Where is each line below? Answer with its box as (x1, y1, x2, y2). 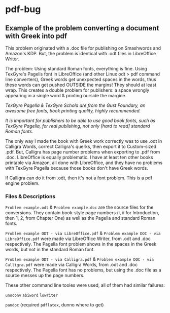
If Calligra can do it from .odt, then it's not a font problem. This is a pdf (5, 175, 153, 181)
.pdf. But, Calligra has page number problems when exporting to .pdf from (5, 149, 160, 155)
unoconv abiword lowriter (5, 293, 58, 298)
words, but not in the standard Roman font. (5, 247, 95, 253)
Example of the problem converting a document (5, 24, 159, 32)
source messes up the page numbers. (5, 272, 85, 279)
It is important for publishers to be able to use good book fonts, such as (5, 118, 156, 124)
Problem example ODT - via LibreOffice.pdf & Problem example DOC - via (5, 230, 161, 237)
